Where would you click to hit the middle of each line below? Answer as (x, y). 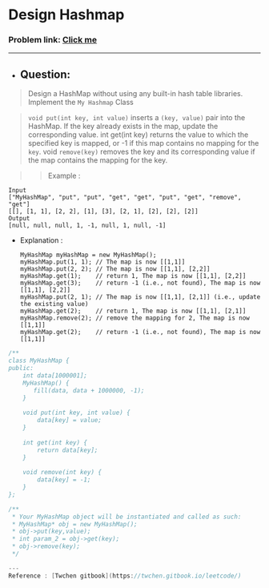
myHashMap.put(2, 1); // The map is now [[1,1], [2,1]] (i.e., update (140, 297)
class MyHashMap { (39, 361)
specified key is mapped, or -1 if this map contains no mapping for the (143, 143)
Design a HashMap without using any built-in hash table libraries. (135, 94)
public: (21, 369)
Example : (64, 176)
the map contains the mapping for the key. (98, 160)
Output (19, 219)
